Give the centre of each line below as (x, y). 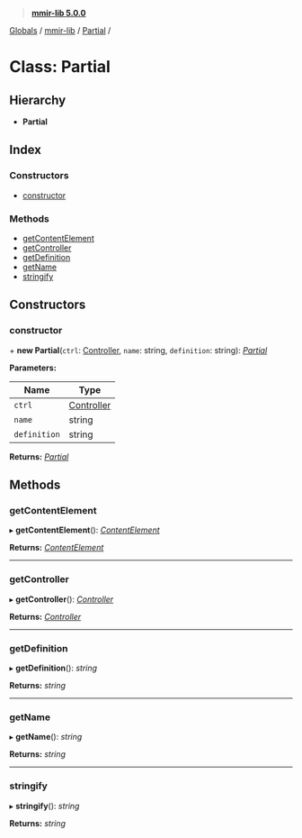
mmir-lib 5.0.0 (58, 13)
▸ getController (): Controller (62, 599)
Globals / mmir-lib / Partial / (60, 30)
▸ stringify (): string (44, 806)
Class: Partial (60, 67)
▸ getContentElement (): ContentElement (84, 530)
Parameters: (33, 368)
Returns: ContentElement (57, 548)
